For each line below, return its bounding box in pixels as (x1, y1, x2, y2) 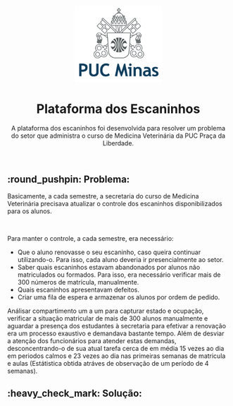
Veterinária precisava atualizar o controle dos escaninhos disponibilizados (7, 200, 223, 208)
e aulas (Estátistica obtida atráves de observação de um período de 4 (7, 359, 209, 368)
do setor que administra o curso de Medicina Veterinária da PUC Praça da (11, 131, 226, 140)
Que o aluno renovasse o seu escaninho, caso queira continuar (17, 248, 201, 256)
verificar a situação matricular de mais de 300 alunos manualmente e (7, 314, 208, 323)
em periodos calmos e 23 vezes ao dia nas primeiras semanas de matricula (7, 352, 226, 360)
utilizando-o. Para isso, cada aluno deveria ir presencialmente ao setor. (17, 256, 224, 264)
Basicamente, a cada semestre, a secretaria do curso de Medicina (7, 192, 199, 201)
